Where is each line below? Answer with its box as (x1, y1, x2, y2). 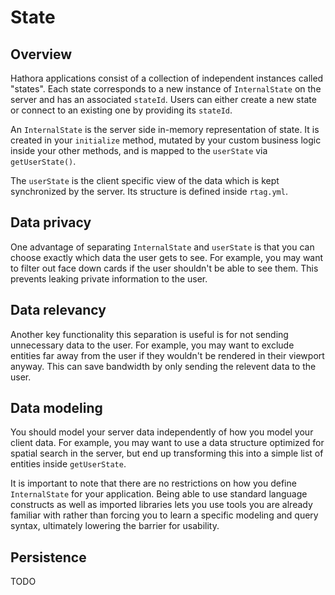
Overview (10, 46, 73, 63)
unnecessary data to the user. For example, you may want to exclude (10, 339, 295, 351)
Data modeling (10, 400, 103, 417)
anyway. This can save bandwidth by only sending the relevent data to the (10, 360, 317, 372)
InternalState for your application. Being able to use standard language (10, 488, 308, 500)
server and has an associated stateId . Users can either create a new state (10, 94, 317, 105)
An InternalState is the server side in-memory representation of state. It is (10, 124, 320, 135)
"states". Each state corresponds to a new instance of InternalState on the (10, 83, 322, 95)
